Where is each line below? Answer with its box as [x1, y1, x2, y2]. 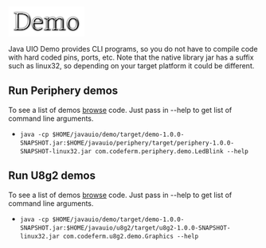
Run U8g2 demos [8, 169, 96, 183]
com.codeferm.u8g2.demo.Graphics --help [62, 232, 199, 240]
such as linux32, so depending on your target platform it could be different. [8, 61, 255, 70]
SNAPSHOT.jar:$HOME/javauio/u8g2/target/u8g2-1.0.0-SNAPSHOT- [19, 223, 231, 232]
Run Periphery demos [8, 84, 119, 98]
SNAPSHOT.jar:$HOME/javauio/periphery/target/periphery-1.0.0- [19, 138, 235, 147]
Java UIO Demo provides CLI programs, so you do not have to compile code [8, 45, 258, 53]
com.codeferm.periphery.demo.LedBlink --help [95, 147, 248, 155]
